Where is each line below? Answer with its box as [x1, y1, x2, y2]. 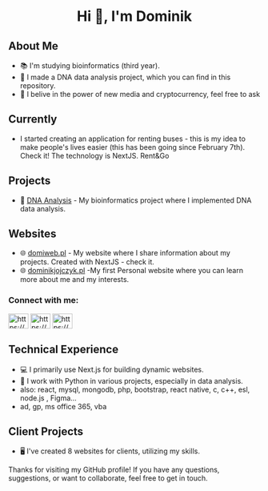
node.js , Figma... [19, 392, 78, 403]
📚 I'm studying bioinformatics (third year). [19, 61, 160, 70]
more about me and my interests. [19, 275, 130, 284]
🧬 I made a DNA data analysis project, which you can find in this [19, 72, 231, 82]
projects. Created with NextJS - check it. [19, 257, 154, 267]
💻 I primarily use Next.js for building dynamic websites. [19, 364, 204, 374]
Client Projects [8, 425, 84, 438]
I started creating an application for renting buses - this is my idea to [19, 134, 246, 143]
